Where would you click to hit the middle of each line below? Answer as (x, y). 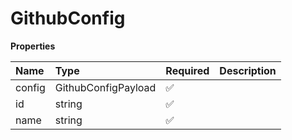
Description (248, 70)
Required (187, 70)
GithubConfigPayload (105, 87)
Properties (33, 46)
